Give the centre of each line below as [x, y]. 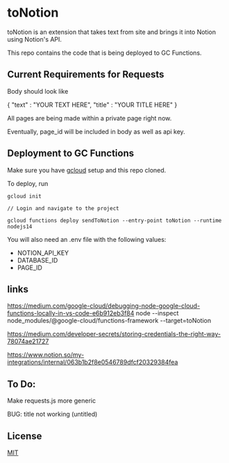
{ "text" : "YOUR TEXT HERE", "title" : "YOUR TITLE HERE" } [92, 105]
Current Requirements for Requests [86, 75]
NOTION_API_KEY [43, 253]
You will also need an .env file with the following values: [87, 239]
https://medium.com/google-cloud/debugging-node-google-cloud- [104, 306]
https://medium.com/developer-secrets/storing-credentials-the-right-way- [114, 334]
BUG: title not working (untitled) [52, 414]
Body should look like [38, 91]
